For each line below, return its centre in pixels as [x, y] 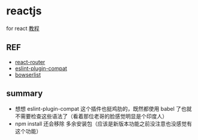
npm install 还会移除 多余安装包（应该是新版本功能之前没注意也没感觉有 [103, 123]
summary [25, 94]
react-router [30, 62]
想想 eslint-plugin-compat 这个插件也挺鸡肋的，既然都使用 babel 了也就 [103, 108]
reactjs [24, 11]
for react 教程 [23, 28]
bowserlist [28, 74]
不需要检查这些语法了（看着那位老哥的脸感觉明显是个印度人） [91, 116]
